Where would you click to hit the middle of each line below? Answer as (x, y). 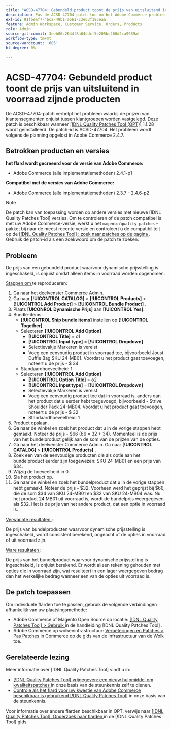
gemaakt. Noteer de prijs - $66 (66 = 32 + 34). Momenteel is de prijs (85, 434)
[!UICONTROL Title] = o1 (54, 336)
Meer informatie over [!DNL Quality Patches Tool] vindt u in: (68, 669)
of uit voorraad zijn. (26, 540)
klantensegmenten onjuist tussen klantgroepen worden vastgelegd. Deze (82, 119)
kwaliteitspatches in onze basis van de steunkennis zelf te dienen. (82, 685)
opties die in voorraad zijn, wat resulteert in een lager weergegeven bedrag (84, 571)
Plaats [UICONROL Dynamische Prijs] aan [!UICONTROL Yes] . (79, 309)
